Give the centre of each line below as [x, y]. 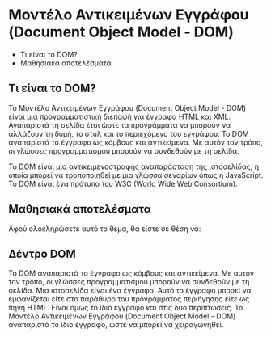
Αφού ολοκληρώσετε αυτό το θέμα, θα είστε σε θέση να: [105, 229]
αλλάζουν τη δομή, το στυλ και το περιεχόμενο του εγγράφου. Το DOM [129, 133]
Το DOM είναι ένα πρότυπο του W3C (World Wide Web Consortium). [123, 183]
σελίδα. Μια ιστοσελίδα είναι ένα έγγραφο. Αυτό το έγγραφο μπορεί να [130, 291]
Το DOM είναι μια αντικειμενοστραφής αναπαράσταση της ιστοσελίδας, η [134, 166]
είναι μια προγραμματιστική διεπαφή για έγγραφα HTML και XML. [120, 116]
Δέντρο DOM [42, 253]
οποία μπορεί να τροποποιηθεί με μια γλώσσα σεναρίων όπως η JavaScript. [136, 175]
